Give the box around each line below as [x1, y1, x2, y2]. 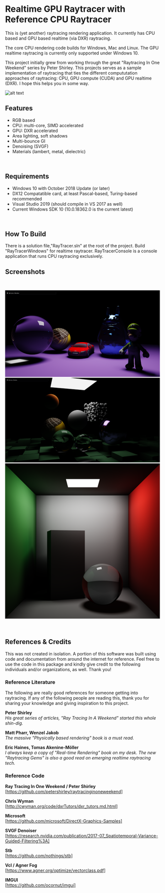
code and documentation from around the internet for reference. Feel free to [5, 656, 160, 662]
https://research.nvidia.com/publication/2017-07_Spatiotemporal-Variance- [6, 833, 158, 839]
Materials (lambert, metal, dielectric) [12, 148, 86, 154]
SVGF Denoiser [5, 828, 37, 834]
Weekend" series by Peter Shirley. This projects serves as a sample [5, 65, 141, 71]
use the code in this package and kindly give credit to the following [5, 661, 141, 667]
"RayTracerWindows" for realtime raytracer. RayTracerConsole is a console [5, 248, 158, 254]
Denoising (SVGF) [12, 143, 49, 149]
